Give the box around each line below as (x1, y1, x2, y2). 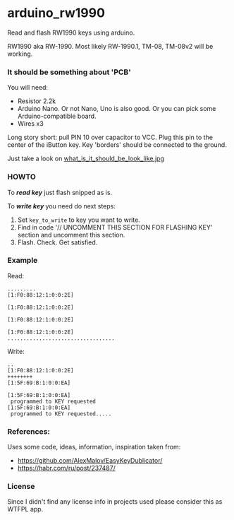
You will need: (7, 83, 48, 92)
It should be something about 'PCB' (7, 67, 132, 77)
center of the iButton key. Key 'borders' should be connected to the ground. (7, 141, 227, 149)
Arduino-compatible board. (17, 112, 97, 121)
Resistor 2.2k (17, 97, 56, 105)
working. (7, 49, 33, 58)
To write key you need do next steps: (7, 201, 116, 210)
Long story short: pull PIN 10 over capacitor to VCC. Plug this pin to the (7, 133, 214, 142)
